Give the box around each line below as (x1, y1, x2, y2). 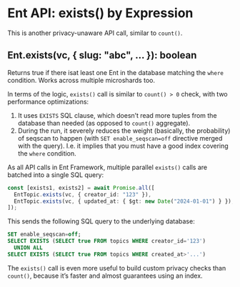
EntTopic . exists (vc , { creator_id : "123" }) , (14, 191, 152, 198)
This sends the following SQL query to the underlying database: (7, 217, 195, 226)
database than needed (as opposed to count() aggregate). (17, 119, 191, 127)
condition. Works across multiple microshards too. (7, 76, 156, 84)
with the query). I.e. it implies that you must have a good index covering (17, 141, 229, 150)
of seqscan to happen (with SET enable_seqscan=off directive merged (17, 134, 223, 142)
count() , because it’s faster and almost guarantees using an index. (7, 271, 203, 280)
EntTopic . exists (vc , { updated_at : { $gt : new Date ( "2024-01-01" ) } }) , (14, 198, 235, 205)
